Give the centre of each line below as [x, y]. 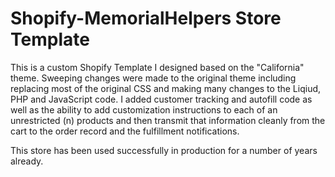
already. [27, 161]
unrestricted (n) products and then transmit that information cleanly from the [168, 120]
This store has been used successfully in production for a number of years [164, 150]
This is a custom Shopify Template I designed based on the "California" [157, 67]
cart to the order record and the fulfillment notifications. [125, 131]
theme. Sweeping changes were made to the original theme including [153, 78]
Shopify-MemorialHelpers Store [146, 18]
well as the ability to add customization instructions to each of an [144, 109]
